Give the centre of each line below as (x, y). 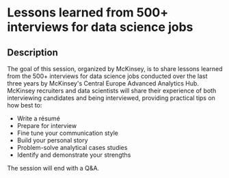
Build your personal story (52, 140)
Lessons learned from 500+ (88, 13)
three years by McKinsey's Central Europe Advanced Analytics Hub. (103, 83)
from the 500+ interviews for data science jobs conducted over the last (107, 76)
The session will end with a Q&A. (53, 168)
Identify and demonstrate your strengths (74, 155)
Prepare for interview (47, 126)
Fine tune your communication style (67, 133)
